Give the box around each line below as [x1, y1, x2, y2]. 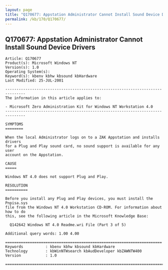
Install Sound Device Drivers [5, 43, 96, 51]
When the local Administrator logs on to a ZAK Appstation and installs [5, 135, 160, 140]
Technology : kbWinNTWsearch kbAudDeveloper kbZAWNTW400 [5, 248, 142, 254]
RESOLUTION [5, 183, 28, 188]
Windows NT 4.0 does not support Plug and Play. [5, 174, 108, 179]
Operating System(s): [5, 69, 50, 74]
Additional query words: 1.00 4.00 [5, 231, 79, 236]
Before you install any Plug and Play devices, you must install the [5, 196, 153, 201]
